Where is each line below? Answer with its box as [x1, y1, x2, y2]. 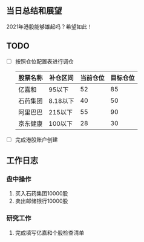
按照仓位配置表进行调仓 [15, 57, 74, 65]
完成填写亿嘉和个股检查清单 [15, 229, 85, 236]
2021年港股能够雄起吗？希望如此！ [6, 23, 93, 30]
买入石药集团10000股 [15, 190, 68, 197]
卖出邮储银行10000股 [15, 197, 68, 204]
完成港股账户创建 [15, 136, 58, 143]
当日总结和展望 [6, 5, 62, 16]
